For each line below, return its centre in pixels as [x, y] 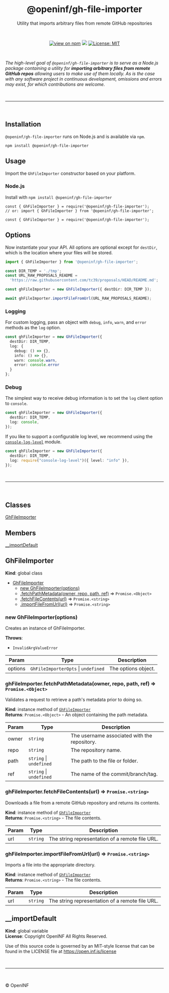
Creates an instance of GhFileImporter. [45, 628]
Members [21, 533]
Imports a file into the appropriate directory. [50, 865]
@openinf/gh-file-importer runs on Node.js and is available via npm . [75, 136]
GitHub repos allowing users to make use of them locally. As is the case [80, 74]
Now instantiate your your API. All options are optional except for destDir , [81, 247]
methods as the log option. [33, 328]
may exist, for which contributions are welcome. [55, 84]
